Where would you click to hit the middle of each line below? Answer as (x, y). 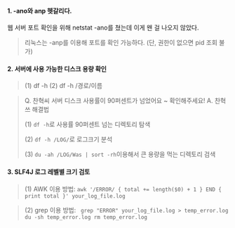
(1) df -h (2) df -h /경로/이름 (63, 86)
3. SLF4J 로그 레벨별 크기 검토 (49, 172)
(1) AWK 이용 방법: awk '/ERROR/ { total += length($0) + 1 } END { (123, 189)
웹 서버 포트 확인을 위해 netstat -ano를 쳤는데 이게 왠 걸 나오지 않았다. (103, 27)
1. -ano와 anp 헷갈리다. (40, 11)
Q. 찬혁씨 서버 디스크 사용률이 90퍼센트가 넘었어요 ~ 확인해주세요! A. (119, 101)
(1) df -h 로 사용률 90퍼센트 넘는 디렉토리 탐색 (87, 125)
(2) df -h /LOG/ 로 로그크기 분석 (68, 139)
